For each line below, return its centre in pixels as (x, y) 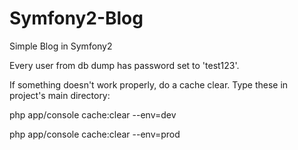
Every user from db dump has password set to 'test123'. (124, 65)
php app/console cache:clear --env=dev (93, 114)
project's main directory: (60, 95)
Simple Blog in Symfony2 (61, 46)
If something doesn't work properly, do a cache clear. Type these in (149, 84)
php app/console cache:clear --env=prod (95, 134)
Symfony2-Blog (76, 18)
